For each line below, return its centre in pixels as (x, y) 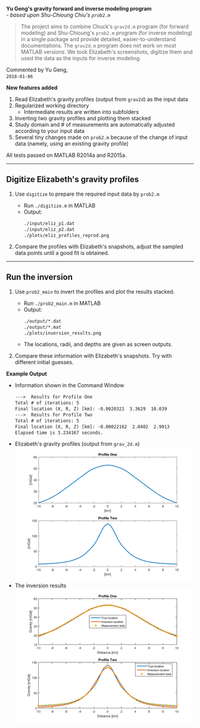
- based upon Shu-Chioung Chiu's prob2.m (58, 15)
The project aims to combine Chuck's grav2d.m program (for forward (104, 27)
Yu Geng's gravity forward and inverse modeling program (79, 9)
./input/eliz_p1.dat (49, 223)
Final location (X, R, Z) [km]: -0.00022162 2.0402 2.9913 (92, 427)
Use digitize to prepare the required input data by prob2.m (87, 194)
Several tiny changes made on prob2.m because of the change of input (101, 137)
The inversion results (40, 585)
